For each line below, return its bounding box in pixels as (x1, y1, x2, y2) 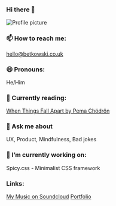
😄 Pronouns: (6, 65, 45, 74)
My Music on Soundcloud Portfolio (6, 193, 91, 200)
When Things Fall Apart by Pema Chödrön (6, 107, 110, 114)
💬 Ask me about (6, 122, 53, 131)
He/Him (6, 78, 25, 86)
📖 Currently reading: (6, 93, 67, 102)
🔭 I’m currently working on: (6, 151, 87, 159)
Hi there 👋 (6, 5, 36, 14)
